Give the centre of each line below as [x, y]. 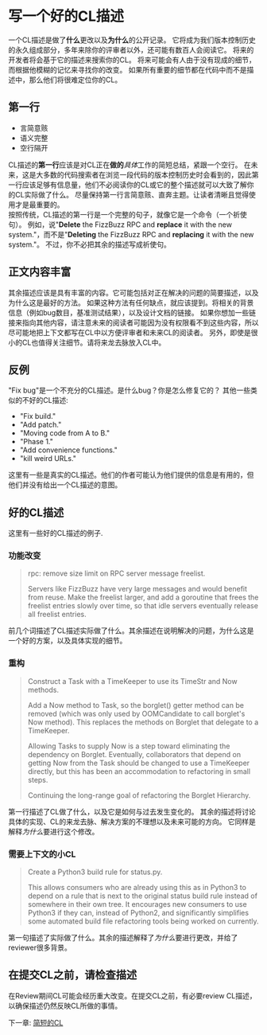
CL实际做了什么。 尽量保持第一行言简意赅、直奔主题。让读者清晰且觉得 [132, 194]
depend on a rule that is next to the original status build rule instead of [143, 896]
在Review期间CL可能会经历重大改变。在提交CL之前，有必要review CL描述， [132, 995]
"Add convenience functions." [68, 450]
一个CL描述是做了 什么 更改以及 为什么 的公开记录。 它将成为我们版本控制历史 [132, 40]
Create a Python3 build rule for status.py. [95, 872]
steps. [38, 779]
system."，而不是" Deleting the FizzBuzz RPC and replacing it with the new [131, 234]
